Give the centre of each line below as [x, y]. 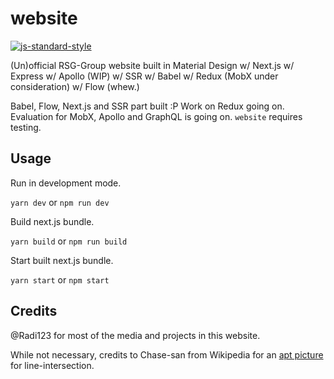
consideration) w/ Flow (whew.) [75, 86]
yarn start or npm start [60, 279]
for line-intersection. [52, 365]
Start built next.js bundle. [62, 260]
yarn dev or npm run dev [60, 202]
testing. [26, 127]
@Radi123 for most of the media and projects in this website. [135, 335]
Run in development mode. [66, 183]
